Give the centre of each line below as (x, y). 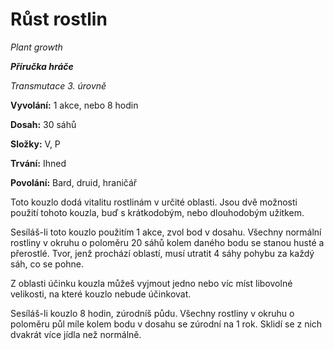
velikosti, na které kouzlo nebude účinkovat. (101, 294)
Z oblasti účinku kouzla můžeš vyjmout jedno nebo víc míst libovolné (151, 283)
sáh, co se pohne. (47, 264)
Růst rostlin (59, 19)
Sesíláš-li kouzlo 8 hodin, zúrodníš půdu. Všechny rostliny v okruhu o (152, 313)
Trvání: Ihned (38, 163)
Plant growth (36, 47)
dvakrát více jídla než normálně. (76, 334)
